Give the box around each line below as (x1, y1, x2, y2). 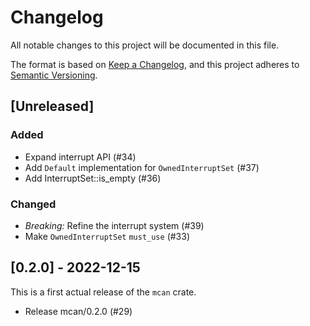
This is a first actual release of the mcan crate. (10, 286, 197, 298)
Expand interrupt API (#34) (24, 151, 137, 163)
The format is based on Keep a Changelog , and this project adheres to (10, 58, 300, 70)
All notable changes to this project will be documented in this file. (10, 39, 280, 51)
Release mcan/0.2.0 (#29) (24, 305, 133, 317)
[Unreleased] (10, 98, 95, 115)
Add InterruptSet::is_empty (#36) (24, 172, 162, 184)
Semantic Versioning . (10, 69, 98, 81)
